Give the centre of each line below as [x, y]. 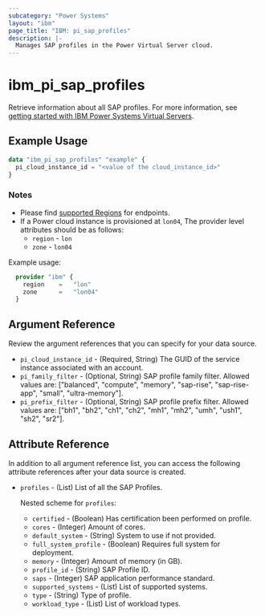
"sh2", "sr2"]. [42, 419]
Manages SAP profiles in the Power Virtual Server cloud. [115, 46]
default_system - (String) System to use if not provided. [124, 535]
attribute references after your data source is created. [97, 472]
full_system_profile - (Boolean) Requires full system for [126, 544]
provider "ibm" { [45, 277]
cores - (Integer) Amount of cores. [89, 527]
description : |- [35, 38]
